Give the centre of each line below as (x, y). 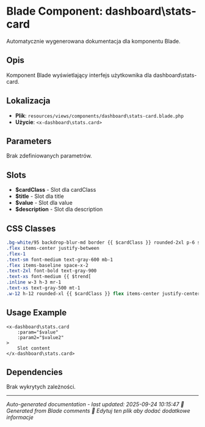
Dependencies (34, 372)
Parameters (29, 141)
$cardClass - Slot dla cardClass (56, 190)
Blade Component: (55, 11)
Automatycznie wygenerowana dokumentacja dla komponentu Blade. (94, 41)
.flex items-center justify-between (53, 248)
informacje (20, 417)
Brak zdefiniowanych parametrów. (49, 156)
